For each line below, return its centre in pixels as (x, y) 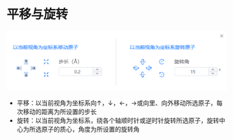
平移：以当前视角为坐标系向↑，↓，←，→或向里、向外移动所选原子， (116, 103)
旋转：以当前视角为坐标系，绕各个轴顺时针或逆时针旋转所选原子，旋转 (118, 120)
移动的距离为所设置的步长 (60, 112)
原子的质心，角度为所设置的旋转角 (90, 129)
